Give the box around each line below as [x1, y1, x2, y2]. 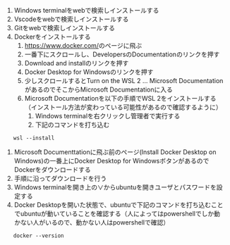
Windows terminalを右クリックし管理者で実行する [35, 112, 181, 120]
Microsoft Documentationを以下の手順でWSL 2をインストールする [24, 94, 217, 102]
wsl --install [13, 134, 55, 142]
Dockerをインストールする [13, 32, 91, 41]
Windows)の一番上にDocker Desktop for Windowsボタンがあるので [13, 157, 210, 165]
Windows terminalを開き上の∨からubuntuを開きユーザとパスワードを [13, 183, 217, 191]
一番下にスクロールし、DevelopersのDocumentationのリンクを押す [24, 50, 220, 58]
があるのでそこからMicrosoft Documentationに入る [24, 85, 173, 94]
